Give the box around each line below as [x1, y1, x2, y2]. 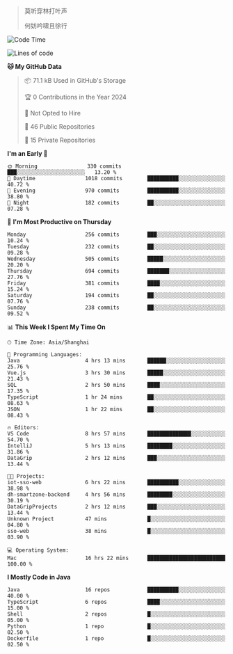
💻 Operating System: [7, 547, 70, 554]
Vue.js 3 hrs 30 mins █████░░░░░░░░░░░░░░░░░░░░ [7, 369, 226, 376]
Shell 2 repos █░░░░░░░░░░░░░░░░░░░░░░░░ [7, 611, 226, 618]
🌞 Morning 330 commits [7, 163, 122, 170]
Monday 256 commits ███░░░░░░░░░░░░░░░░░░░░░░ [7, 231, 226, 238]
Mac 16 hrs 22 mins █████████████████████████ [7, 555, 226, 561]
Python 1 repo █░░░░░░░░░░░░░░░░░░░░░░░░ [7, 623, 226, 630]
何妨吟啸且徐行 [24, 22, 67, 30]
